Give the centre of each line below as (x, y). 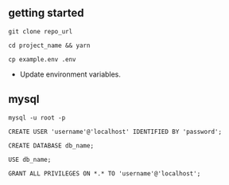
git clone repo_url (41, 31)
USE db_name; (30, 159)
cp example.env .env (43, 59)
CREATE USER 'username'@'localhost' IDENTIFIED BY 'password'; (115, 132)
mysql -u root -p (37, 118)
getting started (46, 13)
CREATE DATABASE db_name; (51, 146)
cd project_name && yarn (49, 45)
